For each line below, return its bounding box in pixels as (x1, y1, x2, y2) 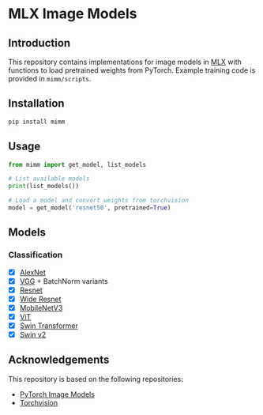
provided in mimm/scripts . (8, 74, 92, 83)
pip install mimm (8, 118, 66, 126)
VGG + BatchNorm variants (19, 276, 108, 285)
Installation (8, 96, 65, 111)
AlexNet (19, 267, 46, 277)
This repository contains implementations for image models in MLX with (8, 57, 242, 66)
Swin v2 (19, 330, 47, 339)
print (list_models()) (8, 183, 80, 191)
